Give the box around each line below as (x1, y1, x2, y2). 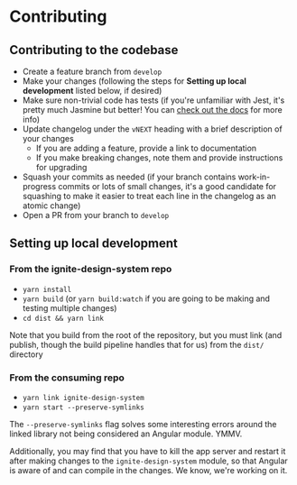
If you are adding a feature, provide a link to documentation (35, 142, 257, 153)
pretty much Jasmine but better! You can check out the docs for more (22, 105, 283, 114)
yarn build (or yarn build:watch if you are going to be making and (22, 293, 271, 304)
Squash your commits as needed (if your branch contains (22, 171, 237, 182)
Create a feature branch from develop (22, 66, 162, 77)
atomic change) (22, 200, 81, 211)
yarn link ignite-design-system (22, 393, 144, 402)
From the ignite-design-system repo (9, 263, 172, 276)
